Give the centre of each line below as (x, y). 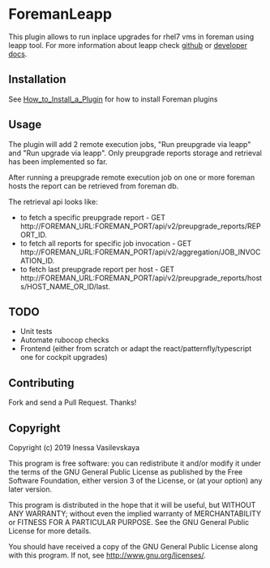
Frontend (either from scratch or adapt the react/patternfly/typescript (136, 349)
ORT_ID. (33, 234)
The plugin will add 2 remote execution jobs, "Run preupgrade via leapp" (130, 144)
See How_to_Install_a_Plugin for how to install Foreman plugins (113, 99)
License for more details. (50, 531)
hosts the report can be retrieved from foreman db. (94, 186)
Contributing (41, 383)
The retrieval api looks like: (54, 202)
